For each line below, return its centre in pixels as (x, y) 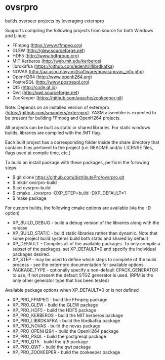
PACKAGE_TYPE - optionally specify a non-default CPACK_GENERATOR (85, 270)
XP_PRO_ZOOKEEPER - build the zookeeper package (66, 352)
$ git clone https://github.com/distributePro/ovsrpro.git (68, 177)
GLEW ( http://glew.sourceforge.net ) (49, 50)
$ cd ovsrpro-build (31, 187)
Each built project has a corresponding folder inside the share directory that (82, 142)
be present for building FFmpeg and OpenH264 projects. (63, 118)
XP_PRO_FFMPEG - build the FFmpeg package (60, 299)
